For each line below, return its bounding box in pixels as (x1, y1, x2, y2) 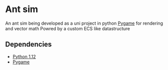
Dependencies (5, 40, 52, 49)
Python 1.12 (12, 53, 36, 59)
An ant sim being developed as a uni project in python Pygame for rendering (5, 20, 163, 26)
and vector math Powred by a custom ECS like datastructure (5, 25, 130, 31)
